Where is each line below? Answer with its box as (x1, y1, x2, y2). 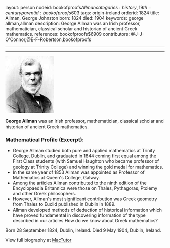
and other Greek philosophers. (12, 191, 77, 197)
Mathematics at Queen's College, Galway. (12, 175, 100, 181)
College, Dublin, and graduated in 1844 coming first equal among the (12, 153, 157, 159)
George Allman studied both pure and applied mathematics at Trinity (12, 148, 155, 154)
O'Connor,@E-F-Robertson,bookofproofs (5, 36, 91, 43)
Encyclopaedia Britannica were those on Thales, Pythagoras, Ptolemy (12, 185, 158, 191)
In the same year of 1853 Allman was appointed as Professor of (12, 169, 145, 175)
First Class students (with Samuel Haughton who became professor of (12, 158, 159, 164)
